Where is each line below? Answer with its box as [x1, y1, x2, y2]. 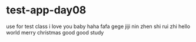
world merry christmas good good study [6, 29, 104, 36]
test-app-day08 [6, 3, 87, 17]
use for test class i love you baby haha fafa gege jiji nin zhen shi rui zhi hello [6, 23, 190, 30]
